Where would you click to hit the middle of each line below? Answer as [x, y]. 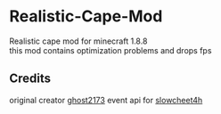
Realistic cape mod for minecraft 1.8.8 [78, 41]
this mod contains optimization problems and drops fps [110, 50]
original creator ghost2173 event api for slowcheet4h [106, 100]
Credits [30, 79]
